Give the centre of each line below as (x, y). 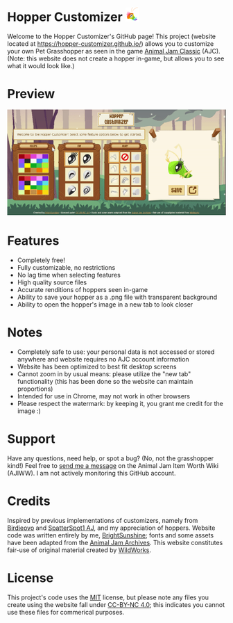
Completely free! (41, 260)
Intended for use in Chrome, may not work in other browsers (104, 396)
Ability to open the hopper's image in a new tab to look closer (105, 304)
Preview (31, 94)
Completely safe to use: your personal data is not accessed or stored (116, 352)
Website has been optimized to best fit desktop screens (97, 366)
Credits (29, 501)
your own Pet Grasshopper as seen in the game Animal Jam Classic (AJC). (114, 51)
